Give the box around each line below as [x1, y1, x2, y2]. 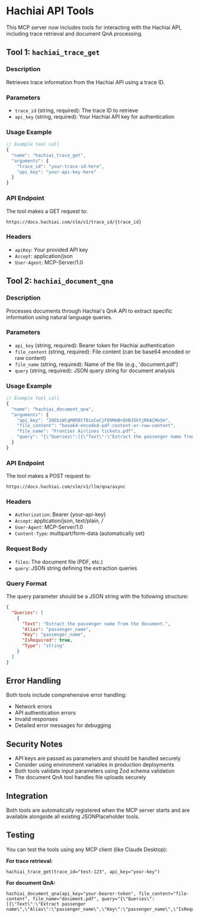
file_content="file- [138, 891, 190, 897]
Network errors [14, 703, 52, 710]
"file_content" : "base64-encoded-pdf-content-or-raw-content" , [17, 423, 176, 429]
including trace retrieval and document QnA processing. [6, 30, 143, 37]
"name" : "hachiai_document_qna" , [11, 406, 94, 412]
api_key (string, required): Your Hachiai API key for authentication [14, 113, 175, 120]
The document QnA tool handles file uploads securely [14, 774, 146, 781]
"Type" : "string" [21, 643, 65, 649]
